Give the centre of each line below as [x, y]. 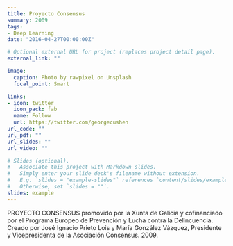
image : [17, 71]
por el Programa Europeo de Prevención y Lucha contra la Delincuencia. [110, 220]
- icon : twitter [31, 103]
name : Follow [32, 116]
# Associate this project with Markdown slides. [82, 167]
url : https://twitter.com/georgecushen [71, 122]
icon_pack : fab [35, 109]
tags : [15, 26]
